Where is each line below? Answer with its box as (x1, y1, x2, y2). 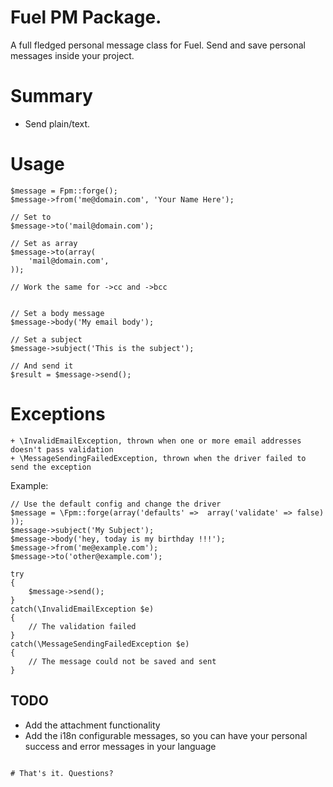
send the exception (10, 462, 92, 472)
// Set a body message (10, 308, 105, 318)
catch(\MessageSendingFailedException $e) (10, 639, 190, 649)
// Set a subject (10, 334, 83, 345)
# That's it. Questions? (10, 768, 114, 778)
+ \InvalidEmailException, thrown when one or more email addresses (10, 436, 302, 446)
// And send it (10, 361, 74, 371)
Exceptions (10, 403, 106, 425)
